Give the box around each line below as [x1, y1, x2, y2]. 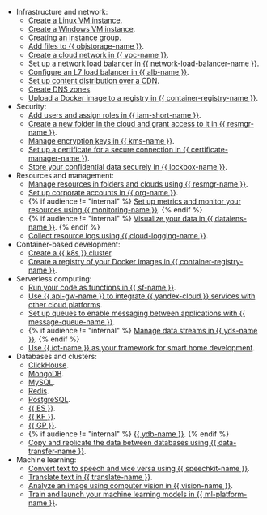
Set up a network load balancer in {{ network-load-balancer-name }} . [28, 58, 260, 68]
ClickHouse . [28, 360, 69, 370]
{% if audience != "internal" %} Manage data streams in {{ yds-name [28, 326, 258, 335]
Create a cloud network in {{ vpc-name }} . [28, 50, 169, 59]
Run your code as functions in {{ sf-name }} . [28, 283, 176, 292]
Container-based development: [15, 239, 121, 249]
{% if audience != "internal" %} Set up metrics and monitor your [28, 196, 241, 206]
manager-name [28, 153, 80, 163]
